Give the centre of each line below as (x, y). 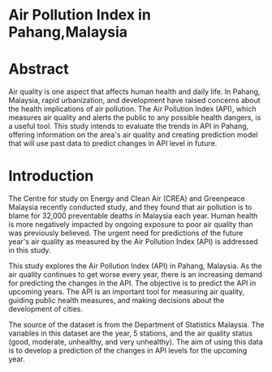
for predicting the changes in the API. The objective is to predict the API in (132, 283)
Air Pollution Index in (80, 15)
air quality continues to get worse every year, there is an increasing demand (135, 275)
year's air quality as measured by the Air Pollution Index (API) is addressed (133, 242)
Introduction (51, 176)
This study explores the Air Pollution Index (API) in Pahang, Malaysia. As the (135, 266)
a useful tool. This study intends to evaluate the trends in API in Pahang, (129, 126)
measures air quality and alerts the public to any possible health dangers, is (135, 118)
